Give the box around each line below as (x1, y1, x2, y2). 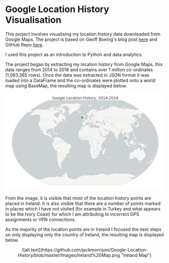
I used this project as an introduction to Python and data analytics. (5, 51, 143, 58)
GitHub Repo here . (5, 41, 44, 47)
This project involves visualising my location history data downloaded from (5, 31, 160, 37)
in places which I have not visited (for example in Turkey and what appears (5, 205, 161, 212)
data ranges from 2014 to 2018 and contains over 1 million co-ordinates (5, 67, 153, 73)
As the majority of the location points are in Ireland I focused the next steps (5, 226, 161, 232)
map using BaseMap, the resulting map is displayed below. (5, 82, 127, 89)
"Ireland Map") (121, 252, 152, 258)
